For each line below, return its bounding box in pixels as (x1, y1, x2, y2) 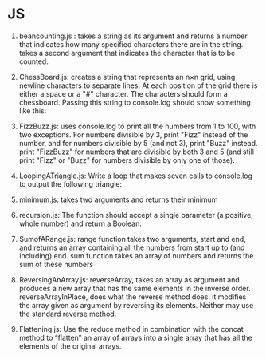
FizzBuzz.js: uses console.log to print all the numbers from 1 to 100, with (18, 121, 256, 131)
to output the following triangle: (18, 179, 123, 188)
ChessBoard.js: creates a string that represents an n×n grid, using (18, 72, 236, 81)
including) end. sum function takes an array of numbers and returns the (18, 251, 254, 260)
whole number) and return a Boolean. (18, 219, 143, 228)
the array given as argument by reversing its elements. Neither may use (18, 300, 254, 310)
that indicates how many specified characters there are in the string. (18, 39, 244, 49)
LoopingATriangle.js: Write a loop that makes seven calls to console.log (18, 171, 252, 180)
